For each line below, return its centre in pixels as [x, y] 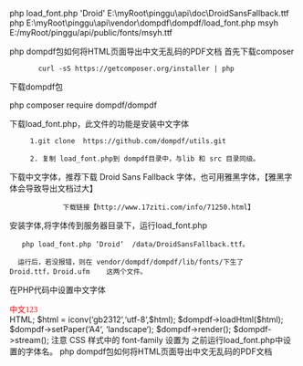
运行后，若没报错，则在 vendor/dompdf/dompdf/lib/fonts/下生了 [131, 262]
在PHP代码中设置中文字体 [58, 290]
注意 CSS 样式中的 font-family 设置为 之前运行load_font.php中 [167, 340]
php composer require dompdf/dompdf [84, 105]
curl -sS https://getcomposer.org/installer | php [136, 68]
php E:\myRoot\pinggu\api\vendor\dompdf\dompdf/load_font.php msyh [144, 23]
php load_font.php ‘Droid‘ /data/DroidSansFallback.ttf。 [135, 245]
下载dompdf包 [37, 87]
